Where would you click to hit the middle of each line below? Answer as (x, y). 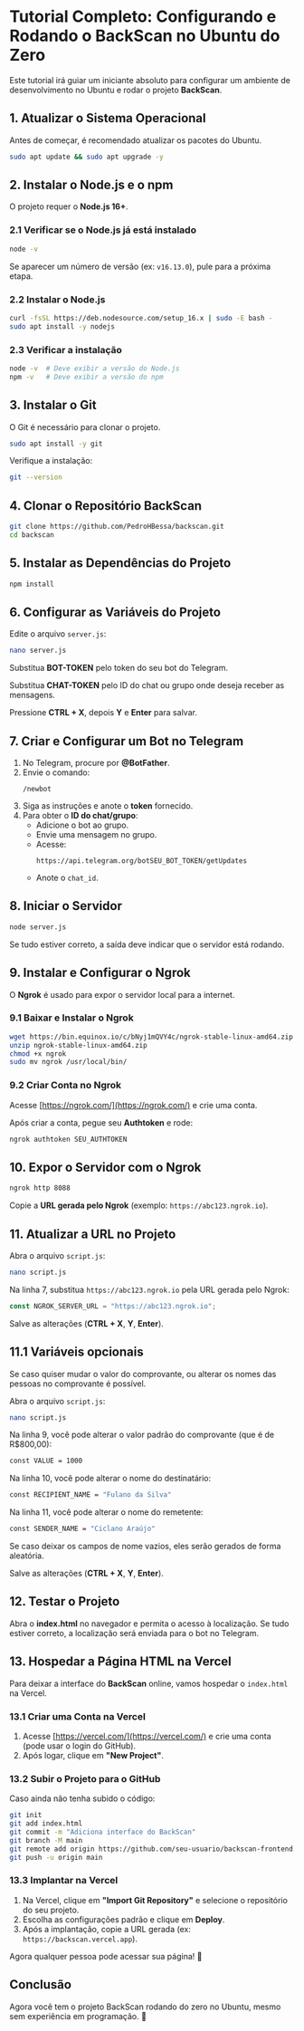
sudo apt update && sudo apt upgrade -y (87, 157)
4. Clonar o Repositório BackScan (105, 506)
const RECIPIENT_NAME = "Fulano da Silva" (90, 1495)
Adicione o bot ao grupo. (82, 825)
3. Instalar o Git (53, 405)
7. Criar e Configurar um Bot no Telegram (127, 741)
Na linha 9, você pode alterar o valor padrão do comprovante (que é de (142, 1435)
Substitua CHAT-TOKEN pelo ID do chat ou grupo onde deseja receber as (147, 685)
